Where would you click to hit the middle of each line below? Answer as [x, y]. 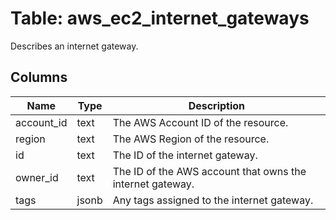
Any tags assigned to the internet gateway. [213, 200]
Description [217, 105]
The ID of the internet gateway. [185, 155]
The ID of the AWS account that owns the [209, 171]
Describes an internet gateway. [74, 46]
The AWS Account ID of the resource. [200, 122]
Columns [39, 77]
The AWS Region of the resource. [191, 139]
